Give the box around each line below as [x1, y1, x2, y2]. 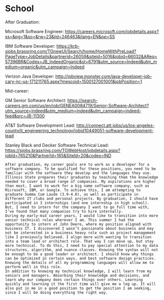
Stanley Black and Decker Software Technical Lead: [5, 142, 109, 148]
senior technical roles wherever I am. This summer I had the [5, 218, 134, 222]
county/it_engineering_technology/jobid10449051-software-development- [5, 127, 154, 133]
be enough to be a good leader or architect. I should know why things [5, 252, 154, 257]
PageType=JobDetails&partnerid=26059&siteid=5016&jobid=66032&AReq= [5, 53, 158, 59]
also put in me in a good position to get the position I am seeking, [5, 286, 152, 291]
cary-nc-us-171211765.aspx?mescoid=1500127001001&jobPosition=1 [5, 79, 143, 84]
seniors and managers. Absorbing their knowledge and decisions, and [5, 273, 150, 278]
